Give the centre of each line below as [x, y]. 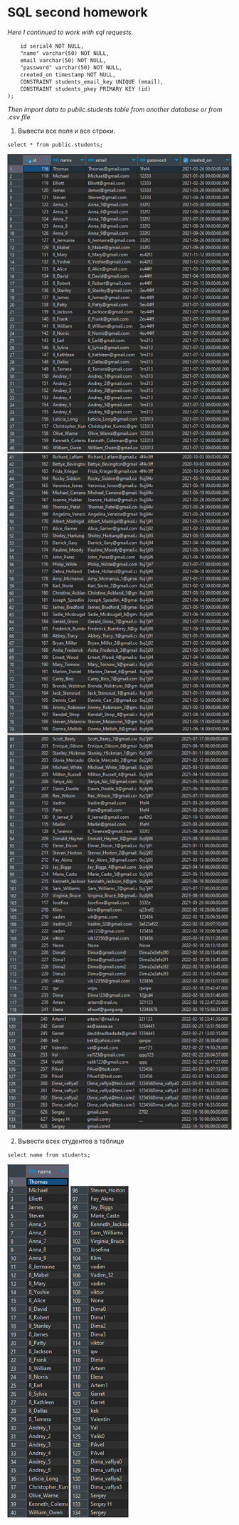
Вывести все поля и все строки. [67, 131]
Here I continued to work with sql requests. [70, 32]
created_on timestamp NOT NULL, [68, 75]
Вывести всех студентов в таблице [71, 1141]
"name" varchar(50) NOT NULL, [65, 53]
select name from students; [49, 1155]
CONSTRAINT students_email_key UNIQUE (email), [92, 82]
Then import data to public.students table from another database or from [115, 109]
